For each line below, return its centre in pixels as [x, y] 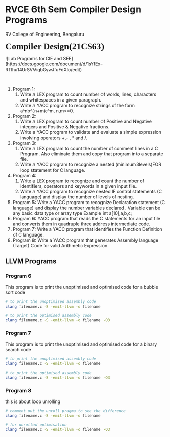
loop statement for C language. [53, 170]
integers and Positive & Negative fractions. [65, 127]
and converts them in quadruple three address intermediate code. [81, 224]
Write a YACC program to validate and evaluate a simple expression [91, 132]
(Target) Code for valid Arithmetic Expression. [61, 245]
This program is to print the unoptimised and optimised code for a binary [81, 344]
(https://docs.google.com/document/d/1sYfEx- [54, 64]
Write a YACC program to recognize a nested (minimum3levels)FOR [91, 164]
